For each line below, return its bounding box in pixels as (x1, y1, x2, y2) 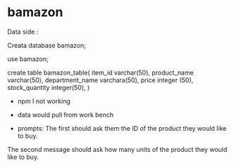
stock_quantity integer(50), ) (7, 83, 90, 91)
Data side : (7, 27, 39, 36)
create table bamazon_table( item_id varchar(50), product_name (7, 68, 194, 77)
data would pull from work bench (17, 110, 114, 119)
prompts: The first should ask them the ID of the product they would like (17, 124, 227, 132)
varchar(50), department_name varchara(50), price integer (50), (7, 75, 194, 84)
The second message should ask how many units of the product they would (7, 145, 228, 153)
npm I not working (17, 96, 70, 105)
